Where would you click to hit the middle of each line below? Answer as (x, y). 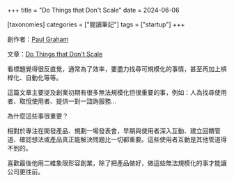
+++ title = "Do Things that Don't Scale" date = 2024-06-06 (93, 10)
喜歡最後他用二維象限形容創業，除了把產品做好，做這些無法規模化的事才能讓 (117, 163)
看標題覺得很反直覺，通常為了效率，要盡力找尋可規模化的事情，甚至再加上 (114, 69)
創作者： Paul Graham (38, 39)
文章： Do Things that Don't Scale (55, 54)
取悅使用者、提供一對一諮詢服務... (68, 101)
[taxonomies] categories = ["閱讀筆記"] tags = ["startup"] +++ (96, 24)
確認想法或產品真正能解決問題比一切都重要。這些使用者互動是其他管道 (120, 139)
